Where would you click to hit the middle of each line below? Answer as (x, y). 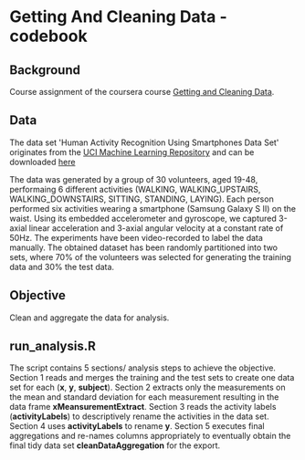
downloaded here (42, 162)
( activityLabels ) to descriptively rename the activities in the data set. (139, 416)
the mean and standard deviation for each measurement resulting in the (144, 397)
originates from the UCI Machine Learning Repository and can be (132, 152)
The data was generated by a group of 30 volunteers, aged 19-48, (134, 179)
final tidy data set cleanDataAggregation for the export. (115, 445)
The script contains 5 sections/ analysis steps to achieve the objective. (143, 368)
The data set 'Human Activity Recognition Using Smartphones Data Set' (144, 142)
